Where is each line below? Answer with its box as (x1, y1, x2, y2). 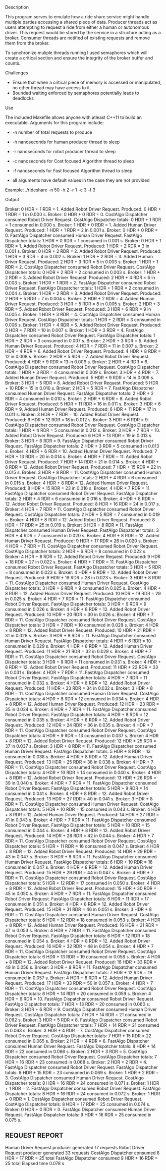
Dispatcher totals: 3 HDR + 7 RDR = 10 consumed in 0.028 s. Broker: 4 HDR (5, 622, 159, 628)
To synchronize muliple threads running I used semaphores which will (5, 50, 148, 56)
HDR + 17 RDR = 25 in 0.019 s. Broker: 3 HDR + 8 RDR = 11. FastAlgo (5, 522, 144, 528)
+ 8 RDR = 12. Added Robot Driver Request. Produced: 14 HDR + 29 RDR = (5, 848, 157, 854)
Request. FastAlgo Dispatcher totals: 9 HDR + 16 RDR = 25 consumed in (5, 1112, 152, 1117)
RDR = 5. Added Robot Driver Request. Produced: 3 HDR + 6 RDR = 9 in (5, 306, 151, 312)
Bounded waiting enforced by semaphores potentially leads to (12, 90, 140, 96)
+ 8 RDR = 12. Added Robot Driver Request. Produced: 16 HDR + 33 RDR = (5, 959, 157, 965)
